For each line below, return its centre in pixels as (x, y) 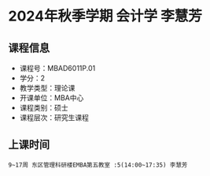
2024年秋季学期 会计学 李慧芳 (105, 16)
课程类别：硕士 (44, 108)
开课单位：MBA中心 (52, 98)
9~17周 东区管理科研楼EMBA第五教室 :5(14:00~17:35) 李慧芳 (98, 165)
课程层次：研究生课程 (54, 118)
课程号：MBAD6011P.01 (57, 68)
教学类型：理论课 (47, 88)
